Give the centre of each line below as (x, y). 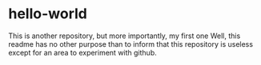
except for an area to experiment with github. (83, 52)
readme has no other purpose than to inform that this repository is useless (131, 44)
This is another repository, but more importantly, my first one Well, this (124, 36)
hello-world (48, 14)
